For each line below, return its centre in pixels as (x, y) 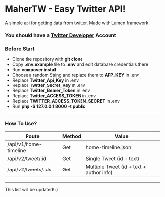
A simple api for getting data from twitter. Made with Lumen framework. (77, 23)
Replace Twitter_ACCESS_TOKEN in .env (54, 96)
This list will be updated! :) (32, 190)
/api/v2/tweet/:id (27, 159)
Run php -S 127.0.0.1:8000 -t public (49, 106)
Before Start (20, 49)
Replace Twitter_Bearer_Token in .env (51, 91)
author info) (99, 173)
